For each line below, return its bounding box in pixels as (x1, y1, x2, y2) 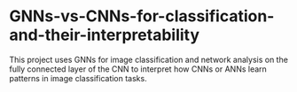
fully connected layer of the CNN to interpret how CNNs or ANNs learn (9, 64, 268, 74)
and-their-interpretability (9, 25, 200, 45)
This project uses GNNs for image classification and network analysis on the (9, 54, 288, 65)
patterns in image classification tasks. (9, 73, 148, 83)
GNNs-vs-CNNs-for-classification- (9, 6, 275, 27)
